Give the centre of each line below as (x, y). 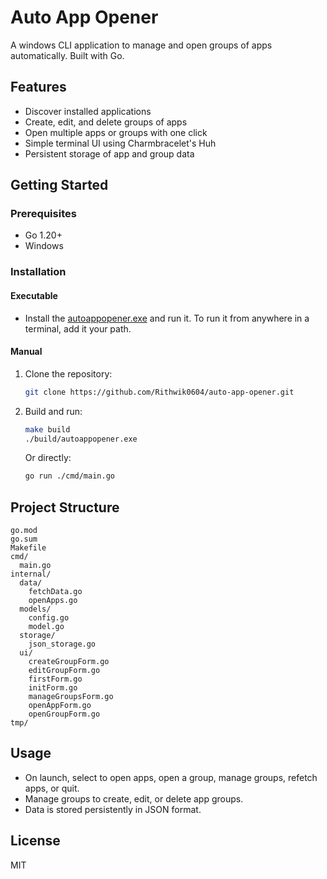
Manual (26, 352)
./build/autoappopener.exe (81, 439)
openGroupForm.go (64, 714)
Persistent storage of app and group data (109, 153)
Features (38, 87)
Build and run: (53, 411)
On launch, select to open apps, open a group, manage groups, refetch (171, 777)
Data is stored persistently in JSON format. (113, 809)
